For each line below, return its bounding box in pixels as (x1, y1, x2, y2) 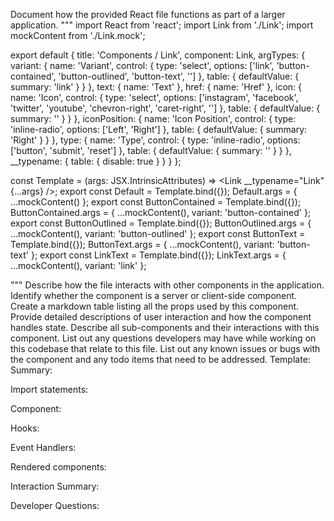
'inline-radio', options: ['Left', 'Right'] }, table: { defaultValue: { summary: (10, 124, 308, 135)
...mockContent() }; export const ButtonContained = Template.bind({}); (10, 196, 302, 208)
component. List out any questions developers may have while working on (10, 332, 317, 344)
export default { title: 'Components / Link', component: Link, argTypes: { (10, 49, 306, 61)
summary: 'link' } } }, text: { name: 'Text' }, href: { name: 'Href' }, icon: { (10, 81, 303, 93)
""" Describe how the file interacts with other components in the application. (10, 279, 325, 291)
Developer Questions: (10, 500, 100, 511)
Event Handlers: (10, 442, 77, 453)
